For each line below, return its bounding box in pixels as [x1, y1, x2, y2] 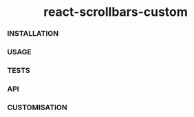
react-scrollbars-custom [43, 4, 188, 20]
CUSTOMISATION [7, 103, 67, 112]
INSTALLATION [7, 29, 59, 39]
